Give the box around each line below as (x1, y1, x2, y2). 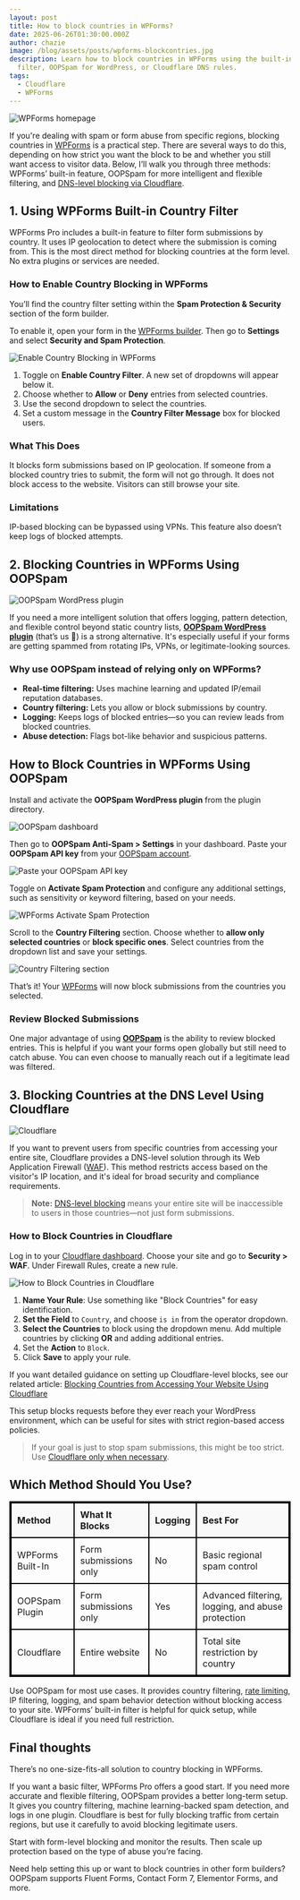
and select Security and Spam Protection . (9, 335, 166, 346)
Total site (202, 1635, 241, 1648)
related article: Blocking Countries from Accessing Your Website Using (9, 1378, 270, 1389)
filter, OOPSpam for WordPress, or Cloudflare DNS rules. (17, 64, 238, 73)
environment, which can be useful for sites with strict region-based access (9, 1415, 286, 1425)
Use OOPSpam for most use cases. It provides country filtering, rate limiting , (9, 1685, 291, 1697)
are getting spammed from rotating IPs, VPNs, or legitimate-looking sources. (9, 641, 291, 652)
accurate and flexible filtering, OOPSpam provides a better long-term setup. (9, 1791, 288, 1802)
